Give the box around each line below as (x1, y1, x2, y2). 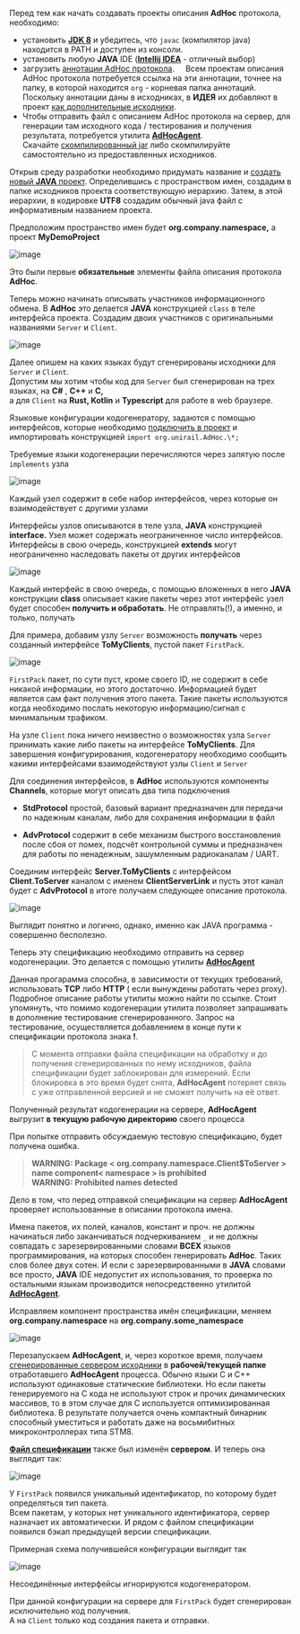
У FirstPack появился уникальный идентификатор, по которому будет (9, 1488, 278, 1498)
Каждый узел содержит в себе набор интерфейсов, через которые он (9, 493, 279, 504)
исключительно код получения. (9, 1605, 131, 1616)
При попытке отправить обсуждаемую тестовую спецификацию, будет (9, 1131, 283, 1142)
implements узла (9, 458, 69, 469)
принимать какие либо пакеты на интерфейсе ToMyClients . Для (9, 739, 255, 749)
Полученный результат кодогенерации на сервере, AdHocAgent (9, 1104, 257, 1115)
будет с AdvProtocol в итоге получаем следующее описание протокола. (9, 885, 288, 896)
